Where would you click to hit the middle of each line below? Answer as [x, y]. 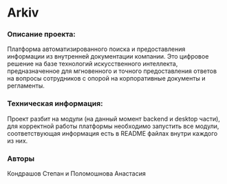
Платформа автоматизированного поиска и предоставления [96, 49]
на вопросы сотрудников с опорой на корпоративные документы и [106, 79]
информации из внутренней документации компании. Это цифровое [108, 57]
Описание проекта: [41, 34]
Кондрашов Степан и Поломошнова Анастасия [76, 174]
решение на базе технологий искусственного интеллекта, [93, 64]
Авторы [21, 159]
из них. [18, 141]
